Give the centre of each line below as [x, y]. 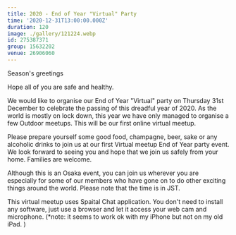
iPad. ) [17, 224]
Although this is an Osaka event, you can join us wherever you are [103, 173]
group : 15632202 [31, 47]
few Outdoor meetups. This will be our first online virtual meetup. [102, 123]
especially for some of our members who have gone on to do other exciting [117, 180]
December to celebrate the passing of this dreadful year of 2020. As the [112, 108]
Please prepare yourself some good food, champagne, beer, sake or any [112, 137]
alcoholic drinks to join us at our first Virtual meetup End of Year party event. [118, 144]
